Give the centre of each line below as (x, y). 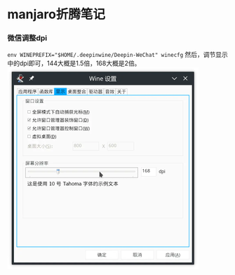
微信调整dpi (27, 38)
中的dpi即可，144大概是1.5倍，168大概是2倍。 (74, 63)
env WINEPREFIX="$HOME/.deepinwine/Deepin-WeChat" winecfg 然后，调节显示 (117, 55)
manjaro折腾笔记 (56, 14)
